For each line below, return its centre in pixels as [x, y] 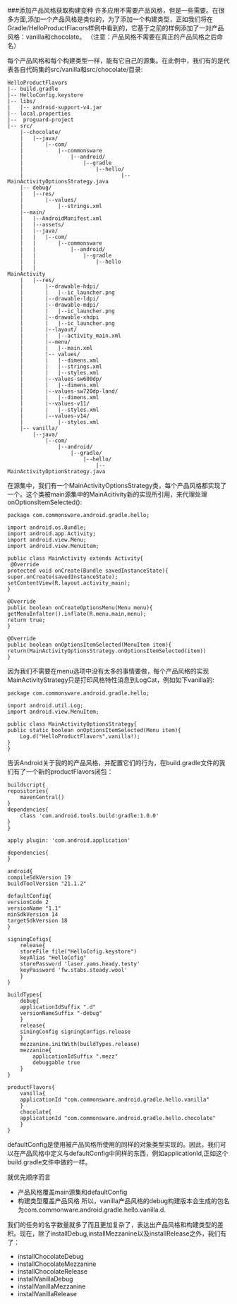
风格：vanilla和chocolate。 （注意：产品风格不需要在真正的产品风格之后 [112, 37]
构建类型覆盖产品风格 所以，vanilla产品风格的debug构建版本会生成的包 [120, 1201]
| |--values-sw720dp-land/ [69, 391]
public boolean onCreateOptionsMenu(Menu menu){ [80, 608]
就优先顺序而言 [29, 1177]
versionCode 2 [28, 902]
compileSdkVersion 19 [39, 877]
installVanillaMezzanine [51, 1286]
